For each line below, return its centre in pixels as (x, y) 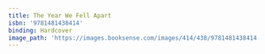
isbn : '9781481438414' (46, 23)
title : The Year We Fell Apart (60, 15)
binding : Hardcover (40, 30)
